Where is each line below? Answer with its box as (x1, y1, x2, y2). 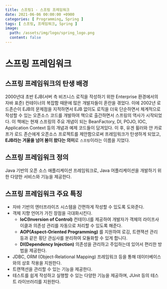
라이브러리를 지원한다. (17, 279, 61, 285)
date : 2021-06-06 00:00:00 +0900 (5, 12, 75, 17)
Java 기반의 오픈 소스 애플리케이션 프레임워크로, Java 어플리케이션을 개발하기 (5, 167, 157, 173)
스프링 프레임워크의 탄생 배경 (5, 79, 89, 88)
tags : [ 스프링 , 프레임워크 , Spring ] (5, 21, 77, 26)
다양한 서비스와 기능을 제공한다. (10, 173, 72, 179)
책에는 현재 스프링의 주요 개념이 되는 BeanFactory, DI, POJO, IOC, (16, 118, 147, 125)
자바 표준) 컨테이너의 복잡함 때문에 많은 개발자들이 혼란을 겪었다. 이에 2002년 (5, 100, 156, 106)
